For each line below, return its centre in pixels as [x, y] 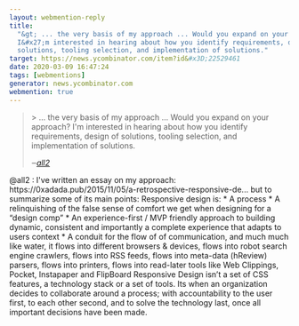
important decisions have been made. [78, 312]
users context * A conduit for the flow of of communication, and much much [149, 236]
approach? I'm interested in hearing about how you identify [139, 126]
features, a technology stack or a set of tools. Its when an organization [139, 283]
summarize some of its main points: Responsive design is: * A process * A [145, 199]
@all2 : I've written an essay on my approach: [93, 179]
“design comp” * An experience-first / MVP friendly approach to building [142, 218]
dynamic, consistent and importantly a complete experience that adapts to [145, 227]
